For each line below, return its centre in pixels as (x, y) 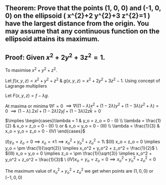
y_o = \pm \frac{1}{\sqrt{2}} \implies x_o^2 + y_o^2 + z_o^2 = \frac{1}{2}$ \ (81, 148)
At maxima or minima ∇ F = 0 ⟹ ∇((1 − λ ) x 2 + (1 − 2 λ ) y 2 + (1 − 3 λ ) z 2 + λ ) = (82, 105)
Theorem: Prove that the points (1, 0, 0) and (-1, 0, (83, 8)
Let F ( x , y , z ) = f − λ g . (27, 95)
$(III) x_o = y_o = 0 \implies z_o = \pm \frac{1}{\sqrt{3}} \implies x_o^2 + (79, 153)
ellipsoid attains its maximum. (53, 39)
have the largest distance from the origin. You (77, 23)
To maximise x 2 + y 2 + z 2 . (31, 70)
